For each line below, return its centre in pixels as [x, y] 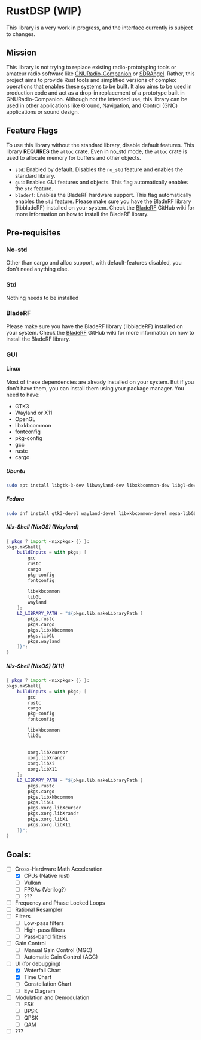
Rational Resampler [39, 909]
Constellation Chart [48, 984]
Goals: [19, 854]
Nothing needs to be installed [42, 298]
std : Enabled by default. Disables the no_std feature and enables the [99, 169]
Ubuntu [16, 471]
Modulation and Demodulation [52, 997]
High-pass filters [45, 930]
